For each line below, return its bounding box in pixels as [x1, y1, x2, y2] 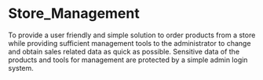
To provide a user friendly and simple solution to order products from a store [8, 30, 256, 40]
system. [8, 63, 34, 72]
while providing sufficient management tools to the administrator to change [8, 38, 251, 47]
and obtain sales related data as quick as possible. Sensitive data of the [8, 47, 240, 56]
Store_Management [8, 5, 140, 23]
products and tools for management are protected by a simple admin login [8, 55, 248, 64]
